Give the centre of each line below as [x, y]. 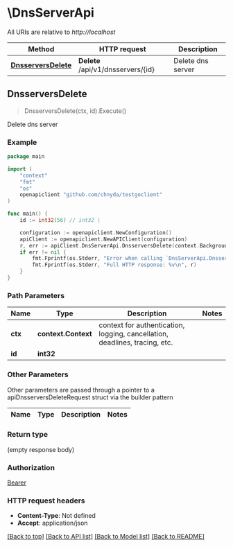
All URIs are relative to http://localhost [61, 32]
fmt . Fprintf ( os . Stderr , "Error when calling [97, 259]
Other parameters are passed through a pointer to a [81, 390]
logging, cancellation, [133, 334]
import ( [20, 169]
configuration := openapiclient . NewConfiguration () [96, 233]
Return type [28, 435]
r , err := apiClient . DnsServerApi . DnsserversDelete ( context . [110, 245]
